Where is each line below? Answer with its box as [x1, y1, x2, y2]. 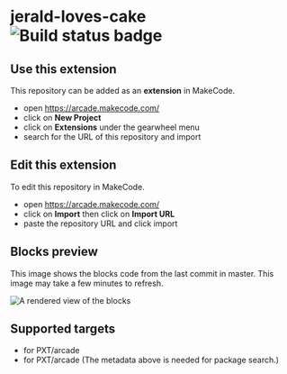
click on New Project [22, 113, 102, 123]
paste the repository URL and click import [22, 218, 178, 229]
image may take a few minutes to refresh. [10, 278, 164, 288]
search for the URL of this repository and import [22, 132, 202, 141]
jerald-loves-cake [10, 6, 147, 27]
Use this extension [10, 61, 117, 77]
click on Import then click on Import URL [22, 208, 175, 219]
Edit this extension [10, 158, 117, 173]
